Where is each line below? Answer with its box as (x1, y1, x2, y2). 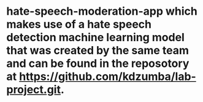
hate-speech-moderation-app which (6, 4, 197, 18)
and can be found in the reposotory (6, 57, 190, 71)
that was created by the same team (6, 44, 189, 58)
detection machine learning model (6, 31, 185, 44)
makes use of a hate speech (6, 17, 152, 31)
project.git (6, 83, 61, 96)
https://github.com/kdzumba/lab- (19, 69, 196, 84)
